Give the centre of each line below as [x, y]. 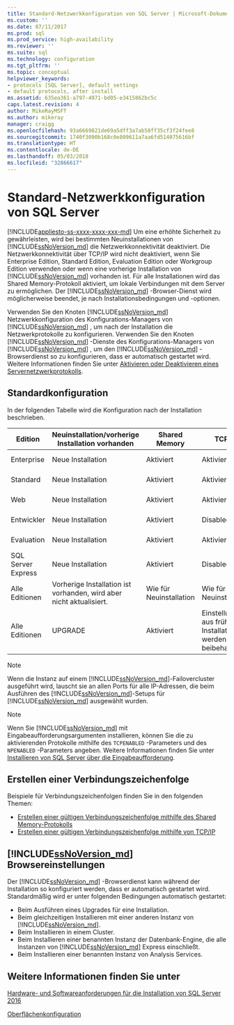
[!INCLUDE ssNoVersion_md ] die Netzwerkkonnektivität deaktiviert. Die [109, 246]
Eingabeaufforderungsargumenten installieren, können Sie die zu [100, 735]
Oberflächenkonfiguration [44, 1014]
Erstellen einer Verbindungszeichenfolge [98, 779]
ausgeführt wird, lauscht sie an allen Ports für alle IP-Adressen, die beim [111, 686]
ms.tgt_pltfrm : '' [34, 66]
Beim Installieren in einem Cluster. [66, 932]
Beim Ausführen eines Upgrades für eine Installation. [93, 910]
